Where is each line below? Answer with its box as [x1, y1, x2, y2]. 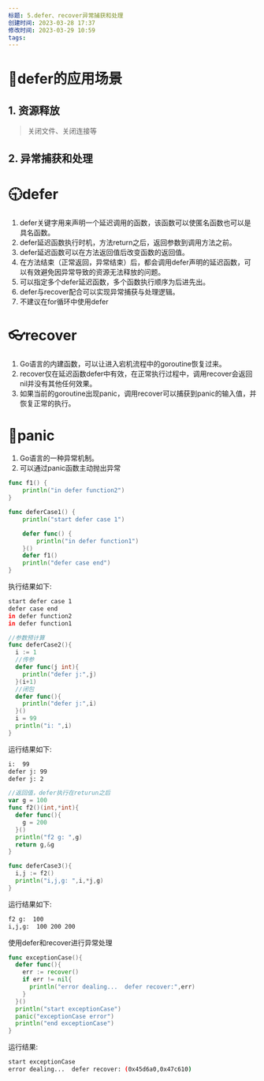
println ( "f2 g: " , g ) [15, 833, 83, 841]
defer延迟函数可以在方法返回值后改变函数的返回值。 [19, 247, 189, 257]
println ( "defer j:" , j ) [22, 670, 97, 678]
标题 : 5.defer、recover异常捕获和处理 [8, 11, 124, 20]
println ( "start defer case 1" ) [22, 515, 125, 524]
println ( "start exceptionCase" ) [15, 1004, 122, 1013]
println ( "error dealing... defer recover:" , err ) [28, 983, 195, 991]
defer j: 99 [8, 768, 47, 775]
